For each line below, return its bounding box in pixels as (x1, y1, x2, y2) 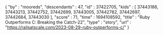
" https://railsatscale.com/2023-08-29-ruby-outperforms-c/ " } (5, 24, 129, 30)
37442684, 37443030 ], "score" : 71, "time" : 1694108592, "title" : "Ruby (5, 14, 150, 20)
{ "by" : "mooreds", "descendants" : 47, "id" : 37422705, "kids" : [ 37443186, (5, 4, 159, 10)
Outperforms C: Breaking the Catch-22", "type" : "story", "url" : (5, 19, 131, 25)
